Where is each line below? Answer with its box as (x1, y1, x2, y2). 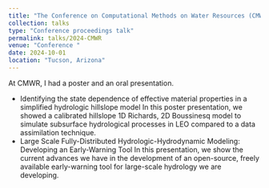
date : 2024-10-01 (8, 49, 66, 57)
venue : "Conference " (8, 42, 81, 50)
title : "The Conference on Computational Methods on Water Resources (8, 11, 246, 20)
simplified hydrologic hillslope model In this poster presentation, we (19, 102, 243, 112)
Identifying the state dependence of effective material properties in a (19, 94, 247, 103)
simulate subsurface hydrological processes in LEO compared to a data (19, 119, 256, 129)
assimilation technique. (19, 127, 96, 137)
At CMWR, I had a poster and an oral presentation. (8, 78, 175, 88)
